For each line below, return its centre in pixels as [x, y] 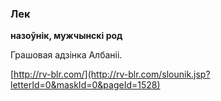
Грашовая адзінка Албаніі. [66, 55]
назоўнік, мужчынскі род [66, 36]
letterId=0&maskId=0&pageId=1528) [85, 85]
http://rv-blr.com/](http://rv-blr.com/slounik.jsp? [112, 74]
